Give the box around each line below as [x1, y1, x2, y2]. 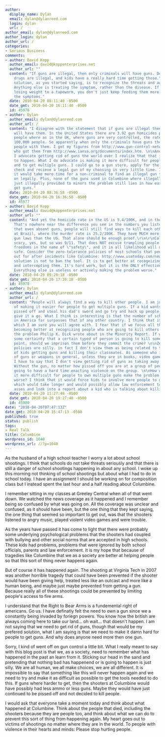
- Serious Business [5, 48, 45, 53]
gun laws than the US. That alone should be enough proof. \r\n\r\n [14, 236, 155, 241]
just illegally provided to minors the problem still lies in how [14, 181, 153, 186]
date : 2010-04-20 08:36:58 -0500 [9, 190, 78, 195]
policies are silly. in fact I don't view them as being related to [14, 345, 157, 351]
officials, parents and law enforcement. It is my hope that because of [5, 547, 144, 553]
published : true [5, 414, 38, 419]
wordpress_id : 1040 [5, 437, 45, 442]
